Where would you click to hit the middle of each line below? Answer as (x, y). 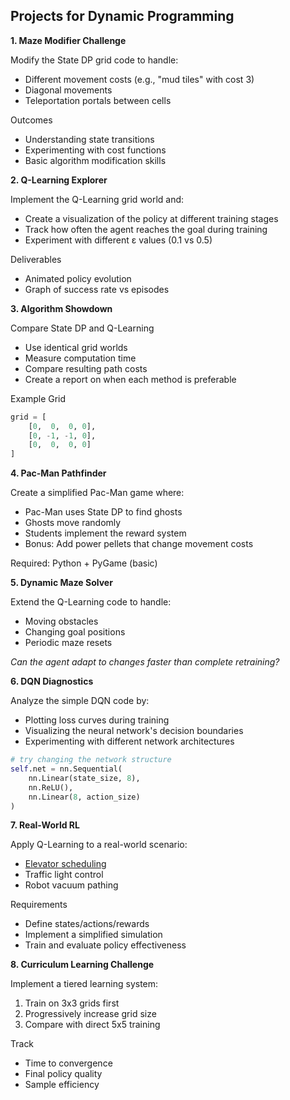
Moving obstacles (61, 621)
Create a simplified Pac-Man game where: (97, 493)
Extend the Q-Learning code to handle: (91, 602)
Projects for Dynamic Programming (122, 16)
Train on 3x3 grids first (72, 1003)
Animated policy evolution (78, 278)
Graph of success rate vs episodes (97, 289)
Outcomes (31, 120)
